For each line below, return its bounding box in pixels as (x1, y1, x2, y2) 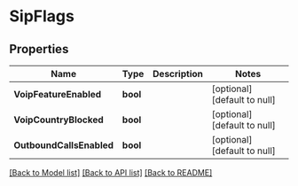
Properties (9, 42, 69, 57)
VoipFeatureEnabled (13, 89, 102, 100)
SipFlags (9, 6, 75, 27)
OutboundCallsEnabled (13, 139, 114, 151)
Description (152, 68, 204, 80)
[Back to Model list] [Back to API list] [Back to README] (9, 167, 213, 178)
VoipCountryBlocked (13, 113, 104, 126)
